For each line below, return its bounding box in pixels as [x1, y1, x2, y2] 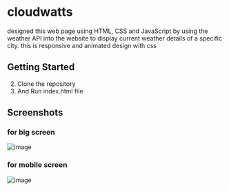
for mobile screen [7, 160, 68, 170]
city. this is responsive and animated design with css [7, 41, 157, 49]
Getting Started [7, 61, 75, 73]
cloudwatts [7, 4, 73, 20]
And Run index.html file [17, 87, 84, 95]
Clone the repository [17, 80, 76, 88]
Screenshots [7, 107, 63, 119]
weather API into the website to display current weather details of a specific [7, 34, 223, 42]
